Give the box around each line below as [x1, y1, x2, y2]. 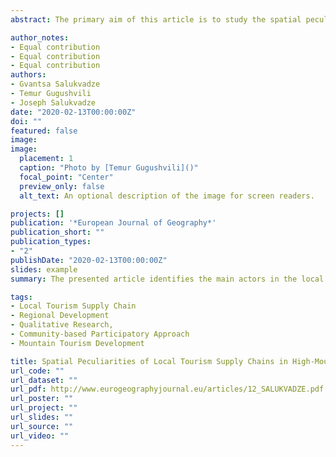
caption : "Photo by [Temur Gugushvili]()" [19, 163, 199, 173]
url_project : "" [10, 403, 78, 413]
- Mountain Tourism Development [10, 338, 145, 348]
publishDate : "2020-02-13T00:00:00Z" [10, 255, 168, 265]
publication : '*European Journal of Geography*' [10, 218, 217, 228]
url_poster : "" [10, 394, 74, 404]
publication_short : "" [10, 227, 105, 238]
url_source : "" [10, 421, 74, 431]
